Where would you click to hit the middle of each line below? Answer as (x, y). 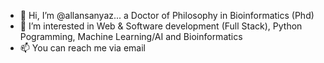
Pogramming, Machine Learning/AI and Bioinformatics (131, 36)
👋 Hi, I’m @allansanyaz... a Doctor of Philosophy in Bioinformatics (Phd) (167, 15)
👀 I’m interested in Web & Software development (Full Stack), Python (161, 26)
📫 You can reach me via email (82, 48)
